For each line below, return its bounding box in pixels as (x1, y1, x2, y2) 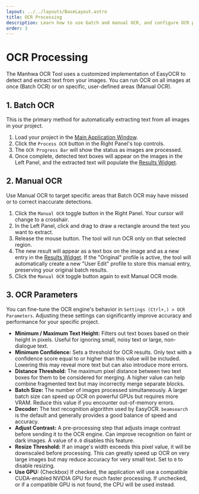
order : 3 (6, 25, 28, 31)
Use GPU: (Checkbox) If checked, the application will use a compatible (14, 468, 188, 475)
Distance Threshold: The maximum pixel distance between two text (14, 367, 182, 374)
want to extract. (14, 228, 53, 235)
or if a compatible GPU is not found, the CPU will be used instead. (14, 481, 176, 488)
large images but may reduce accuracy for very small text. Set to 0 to (14, 455, 184, 463)
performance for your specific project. (6, 318, 99, 325)
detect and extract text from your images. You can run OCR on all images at (6, 77, 191, 84)
